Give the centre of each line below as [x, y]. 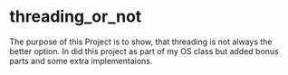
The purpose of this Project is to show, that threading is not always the [141, 42]
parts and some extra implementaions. [81, 61]
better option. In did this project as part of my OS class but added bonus [144, 51]
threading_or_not [76, 17]
